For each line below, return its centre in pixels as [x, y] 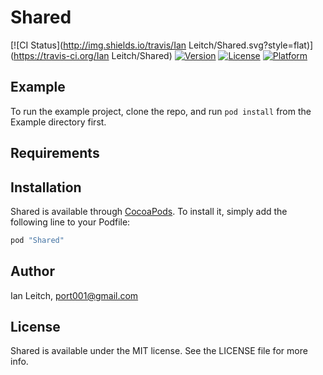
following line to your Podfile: [70, 222]
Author [32, 271]
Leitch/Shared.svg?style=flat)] [251, 45]
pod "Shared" [37, 240]
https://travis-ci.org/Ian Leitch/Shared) [93, 55]
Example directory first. [58, 122]
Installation [46, 187]
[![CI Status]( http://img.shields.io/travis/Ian [98, 45]
